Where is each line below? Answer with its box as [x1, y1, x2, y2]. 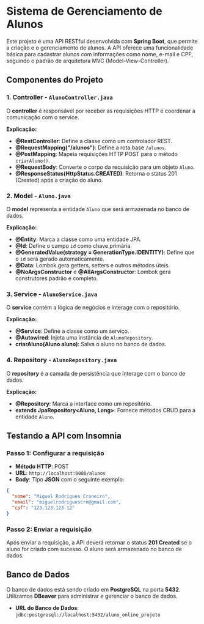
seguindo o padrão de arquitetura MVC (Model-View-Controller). [6, 57, 169, 64]
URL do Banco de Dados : [15, 604, 79, 611]
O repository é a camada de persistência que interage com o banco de [6, 370, 186, 377]
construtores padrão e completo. [15, 274, 98, 282]
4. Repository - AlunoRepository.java [6, 356, 117, 365]
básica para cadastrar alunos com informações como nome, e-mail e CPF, [6, 50, 194, 58]
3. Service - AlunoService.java [6, 289, 98, 298]
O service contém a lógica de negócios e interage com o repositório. [6, 304, 180, 311]
